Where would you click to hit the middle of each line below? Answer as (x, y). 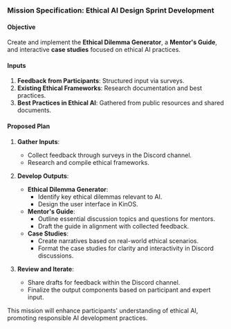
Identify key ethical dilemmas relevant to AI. (100, 197)
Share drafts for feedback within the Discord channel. (104, 282)
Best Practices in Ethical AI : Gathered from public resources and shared (120, 103)
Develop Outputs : (43, 176)
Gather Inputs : (38, 141)
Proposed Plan (29, 126)
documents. (34, 110)
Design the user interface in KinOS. (88, 204)
